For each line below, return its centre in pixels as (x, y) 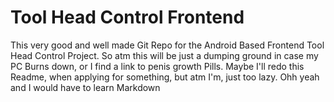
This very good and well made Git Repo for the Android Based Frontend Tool (167, 45)
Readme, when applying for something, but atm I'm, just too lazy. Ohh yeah (165, 77)
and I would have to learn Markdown (85, 87)
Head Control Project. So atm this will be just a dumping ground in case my (164, 55)
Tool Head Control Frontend (127, 17)
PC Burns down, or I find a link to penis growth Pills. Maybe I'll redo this (157, 66)
